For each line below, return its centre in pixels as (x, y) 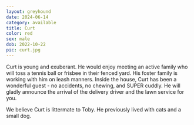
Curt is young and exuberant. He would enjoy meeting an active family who (97, 67)
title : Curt (21, 28)
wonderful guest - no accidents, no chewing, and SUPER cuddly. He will (93, 85)
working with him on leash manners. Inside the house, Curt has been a (91, 79)
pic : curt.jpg (24, 50)
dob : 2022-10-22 (26, 45)
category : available (31, 22)
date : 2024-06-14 (27, 17)
